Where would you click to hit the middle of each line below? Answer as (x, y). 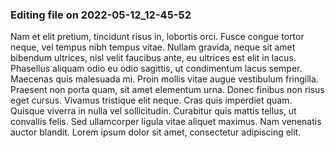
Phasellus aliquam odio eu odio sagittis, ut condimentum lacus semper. (156, 69)
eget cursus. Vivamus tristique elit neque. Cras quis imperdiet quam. (151, 100)
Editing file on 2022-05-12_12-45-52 (101, 15)
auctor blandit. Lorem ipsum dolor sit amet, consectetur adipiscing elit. (156, 132)
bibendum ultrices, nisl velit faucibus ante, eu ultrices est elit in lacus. (153, 58)
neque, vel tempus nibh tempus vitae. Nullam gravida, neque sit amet (153, 47)
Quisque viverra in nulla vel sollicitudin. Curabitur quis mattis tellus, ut (153, 111)
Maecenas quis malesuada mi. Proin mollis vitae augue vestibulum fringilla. (164, 79)
